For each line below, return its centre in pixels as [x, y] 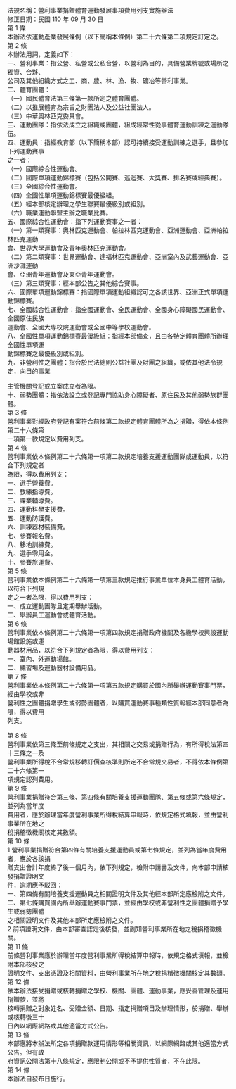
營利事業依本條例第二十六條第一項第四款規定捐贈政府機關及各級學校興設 [112, 632]
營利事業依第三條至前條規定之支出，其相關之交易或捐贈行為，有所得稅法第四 [118, 744]
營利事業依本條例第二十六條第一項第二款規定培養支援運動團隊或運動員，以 [115, 457]
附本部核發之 [26, 964]
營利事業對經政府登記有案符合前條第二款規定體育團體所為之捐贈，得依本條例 [118, 421]
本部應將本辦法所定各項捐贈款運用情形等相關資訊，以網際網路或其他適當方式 [118, 1043]
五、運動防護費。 [32, 518]
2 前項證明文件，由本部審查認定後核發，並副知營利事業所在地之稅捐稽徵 [112, 929]
